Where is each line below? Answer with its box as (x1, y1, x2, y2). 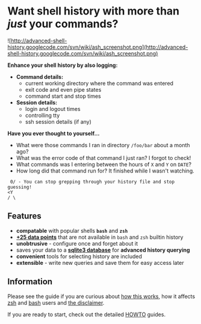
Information (7, 276, 53, 287)
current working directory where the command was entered (25, 80, 174, 87)
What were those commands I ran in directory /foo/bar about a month (16, 141, 190, 148)
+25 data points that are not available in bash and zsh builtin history (16, 233, 184, 241)
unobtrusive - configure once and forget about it (16, 240, 138, 247)
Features (7, 211, 42, 221)
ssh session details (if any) (25, 118, 91, 125)
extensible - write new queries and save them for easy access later (16, 259, 185, 266)
